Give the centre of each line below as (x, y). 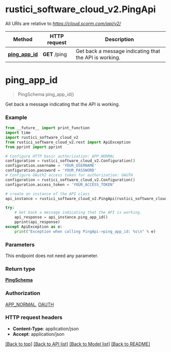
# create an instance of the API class (48, 194)
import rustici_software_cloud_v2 (42, 137)
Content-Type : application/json (46, 329)
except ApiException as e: (34, 227)
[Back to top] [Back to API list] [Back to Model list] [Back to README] (78, 344)
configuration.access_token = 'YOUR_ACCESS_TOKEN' (60, 185)
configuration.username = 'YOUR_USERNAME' (51, 166)
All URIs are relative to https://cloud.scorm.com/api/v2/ (63, 23)
